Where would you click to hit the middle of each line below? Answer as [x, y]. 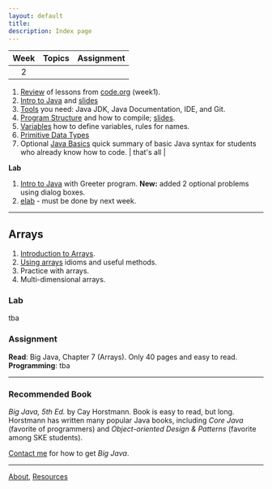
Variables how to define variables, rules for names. [105, 127]
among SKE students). [46, 438]
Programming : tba [39, 365]
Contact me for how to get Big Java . [69, 453]
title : [19, 24]
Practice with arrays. [55, 271]
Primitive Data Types [55, 135]
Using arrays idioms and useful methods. [89, 262]
